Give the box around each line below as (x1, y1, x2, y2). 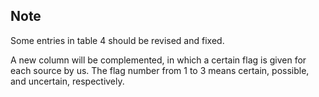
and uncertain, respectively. (10, 75, 125, 87)
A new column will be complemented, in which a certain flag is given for (10, 54, 307, 66)
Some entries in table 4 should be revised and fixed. (10, 34, 225, 46)
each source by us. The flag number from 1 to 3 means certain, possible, (10, 64, 310, 76)
